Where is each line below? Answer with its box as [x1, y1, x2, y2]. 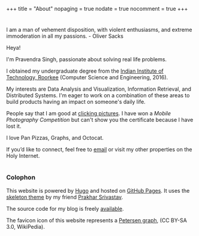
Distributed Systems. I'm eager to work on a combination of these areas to [6, 92, 190, 99]
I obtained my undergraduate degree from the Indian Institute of [6, 67, 164, 74]
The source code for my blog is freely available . [6, 205, 124, 212]
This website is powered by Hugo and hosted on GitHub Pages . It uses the [6, 187, 190, 194]
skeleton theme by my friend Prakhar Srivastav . [6, 193, 123, 201]
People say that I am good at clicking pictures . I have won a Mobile [6, 110, 171, 117]
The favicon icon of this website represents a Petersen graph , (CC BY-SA [6, 216, 187, 224]
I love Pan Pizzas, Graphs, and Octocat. [6, 135, 104, 142]
